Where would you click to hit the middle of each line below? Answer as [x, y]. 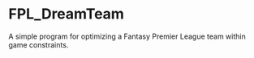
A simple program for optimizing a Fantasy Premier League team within [127, 36]
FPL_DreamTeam [66, 14]
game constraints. [39, 44]
